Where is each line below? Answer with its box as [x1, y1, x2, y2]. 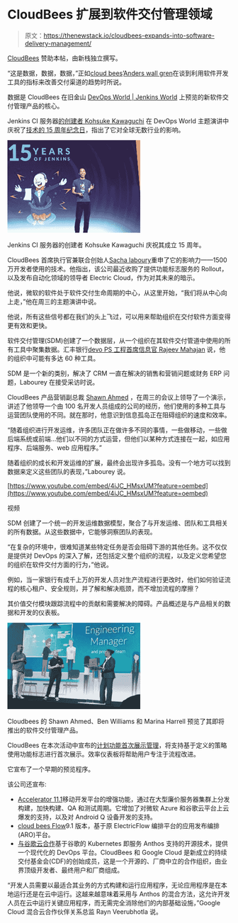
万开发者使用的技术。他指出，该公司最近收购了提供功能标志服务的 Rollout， [7, 264, 228, 273]
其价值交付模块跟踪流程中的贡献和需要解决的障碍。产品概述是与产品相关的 [7, 599, 225, 608]
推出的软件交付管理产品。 [7, 725, 82, 734]
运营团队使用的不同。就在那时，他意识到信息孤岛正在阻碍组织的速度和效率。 [7, 410, 231, 419]
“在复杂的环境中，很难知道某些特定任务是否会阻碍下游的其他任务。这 [7, 543, 209, 551]
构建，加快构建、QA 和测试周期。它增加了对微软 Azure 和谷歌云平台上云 [17, 803, 229, 812]
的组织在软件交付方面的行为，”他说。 [7, 560, 113, 569]
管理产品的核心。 [13, 101, 64, 110]
